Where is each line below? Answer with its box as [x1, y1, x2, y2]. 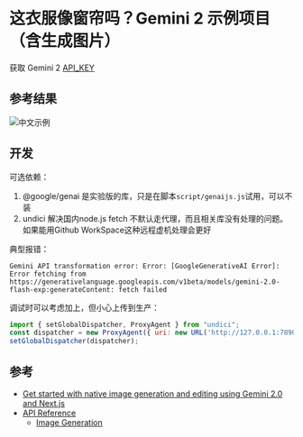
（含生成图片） [9, 31, 121, 51]
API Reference [22, 407, 77, 418]
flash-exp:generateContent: [9, 285, 115, 294]
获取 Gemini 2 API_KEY [9, 62, 95, 73]
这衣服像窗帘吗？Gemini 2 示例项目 [9, 8, 271, 29]
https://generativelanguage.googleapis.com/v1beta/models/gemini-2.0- [9, 277, 280, 287]
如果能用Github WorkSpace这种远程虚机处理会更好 [22, 224, 212, 235]
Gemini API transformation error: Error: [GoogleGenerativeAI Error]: [9, 261, 280, 270]
